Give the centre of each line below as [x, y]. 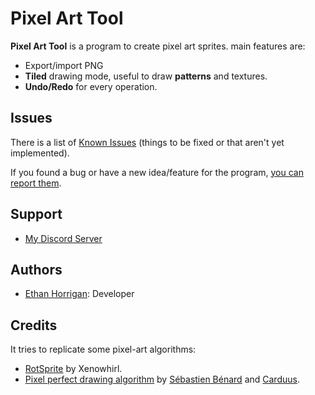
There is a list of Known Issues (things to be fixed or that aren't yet [147, 142]
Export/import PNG [64, 65]
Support [36, 214]
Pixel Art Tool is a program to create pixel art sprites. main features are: [158, 46]
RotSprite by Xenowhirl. [73, 369]
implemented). [40, 153]
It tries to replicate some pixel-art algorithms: [103, 349]
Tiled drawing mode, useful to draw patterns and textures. [146, 76]
